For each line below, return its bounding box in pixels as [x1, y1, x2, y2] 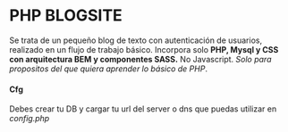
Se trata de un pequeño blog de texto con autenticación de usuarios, [9, 35, 262, 45]
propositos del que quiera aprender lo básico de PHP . [9, 63, 208, 74]
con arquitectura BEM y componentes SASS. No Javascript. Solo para [9, 54, 272, 64]
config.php [9, 113, 50, 124]
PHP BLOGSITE [9, 5, 123, 26]
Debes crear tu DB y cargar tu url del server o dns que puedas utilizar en [9, 103, 277, 114]
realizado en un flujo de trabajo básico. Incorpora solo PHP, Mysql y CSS [9, 44, 279, 54]
